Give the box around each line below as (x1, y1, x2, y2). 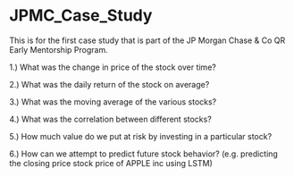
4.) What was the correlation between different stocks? (9, 114, 212, 124)
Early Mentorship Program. (9, 44, 109, 55)
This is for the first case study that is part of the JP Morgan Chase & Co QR (9, 35, 286, 46)
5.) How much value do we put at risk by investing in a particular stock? (9, 131, 273, 141)
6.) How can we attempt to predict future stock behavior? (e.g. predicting (9, 148, 279, 159)
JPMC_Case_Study (9, 5, 153, 26)
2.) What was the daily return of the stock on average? (9, 79, 210, 89)
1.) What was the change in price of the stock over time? (9, 62, 216, 72)
